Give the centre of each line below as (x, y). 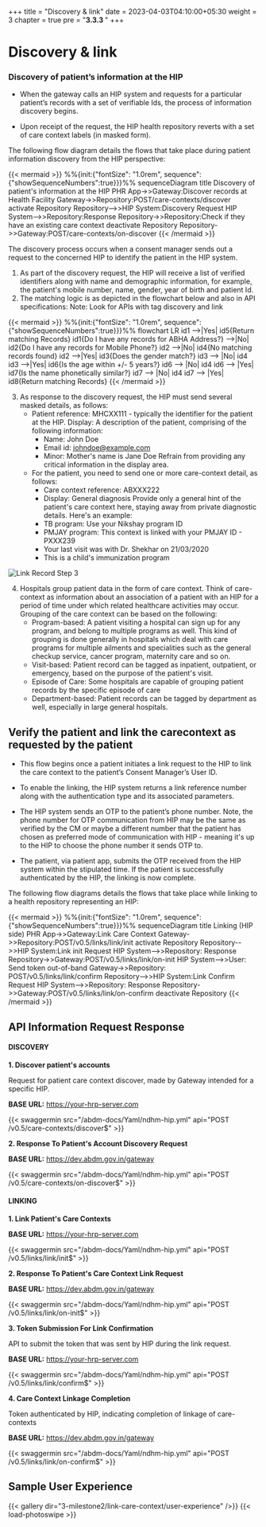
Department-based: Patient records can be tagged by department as (144, 699)
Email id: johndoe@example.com (97, 448)
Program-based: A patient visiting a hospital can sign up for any (136, 623)
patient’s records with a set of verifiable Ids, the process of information (135, 103)
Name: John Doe (71, 439)
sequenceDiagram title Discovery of (197, 183)
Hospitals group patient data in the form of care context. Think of (126, 589)
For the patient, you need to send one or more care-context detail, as (145, 473)
